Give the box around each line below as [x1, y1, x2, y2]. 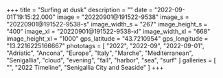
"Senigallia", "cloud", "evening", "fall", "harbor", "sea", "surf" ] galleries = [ [6, 56, 217, 64]
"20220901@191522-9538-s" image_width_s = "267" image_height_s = [6, 20, 208, 28]
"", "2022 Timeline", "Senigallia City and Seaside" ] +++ [6, 64, 164, 71]
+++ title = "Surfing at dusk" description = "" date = [6, 6, 153, 14]
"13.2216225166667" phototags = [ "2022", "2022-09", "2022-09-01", [6, 42, 204, 50]
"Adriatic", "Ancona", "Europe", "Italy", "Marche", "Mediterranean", [6, 49, 193, 57]
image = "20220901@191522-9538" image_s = [56, 13, 189, 21]
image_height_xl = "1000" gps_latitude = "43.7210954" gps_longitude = [6, 35, 209, 43]
